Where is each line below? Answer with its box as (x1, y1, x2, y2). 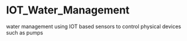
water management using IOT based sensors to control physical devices (6, 23, 181, 30)
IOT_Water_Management (6, 4, 130, 17)
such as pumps (6, 29, 44, 36)
